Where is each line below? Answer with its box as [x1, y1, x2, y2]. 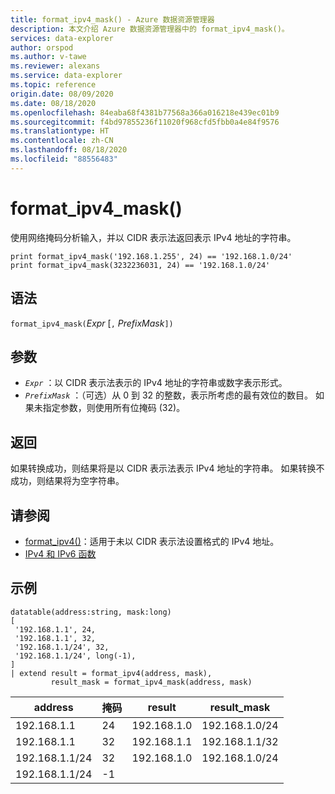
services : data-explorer [10, 33, 114, 43]
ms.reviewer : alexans [10, 61, 101, 71]
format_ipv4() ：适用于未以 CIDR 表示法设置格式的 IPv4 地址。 [24, 535, 280, 547]
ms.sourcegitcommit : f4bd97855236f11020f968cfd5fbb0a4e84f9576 [10, 117, 280, 127]
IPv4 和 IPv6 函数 [24, 547, 97, 560]
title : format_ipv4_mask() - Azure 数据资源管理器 [10, 14, 215, 25]
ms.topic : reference [10, 80, 97, 90]
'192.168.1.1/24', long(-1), [14, 651, 137, 661]
